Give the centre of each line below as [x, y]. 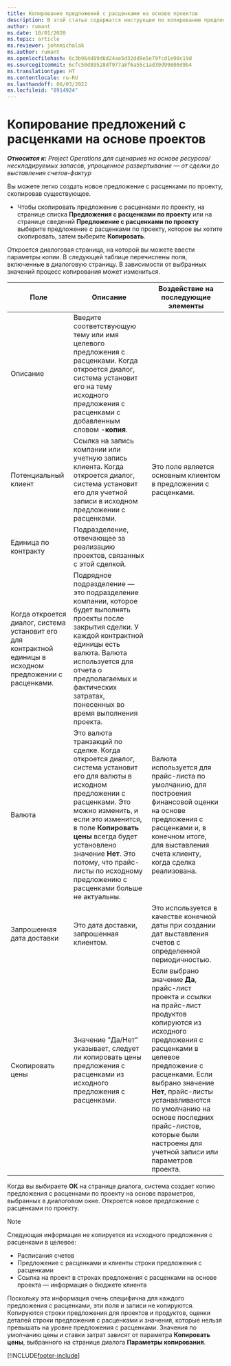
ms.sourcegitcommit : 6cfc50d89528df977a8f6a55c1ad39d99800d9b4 [100, 65]
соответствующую [104, 326]
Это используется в [184, 908]
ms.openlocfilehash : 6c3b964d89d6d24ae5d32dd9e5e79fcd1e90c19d [100, 59]
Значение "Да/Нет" [106, 1040]
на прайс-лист [176, 1005]
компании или [97, 450]
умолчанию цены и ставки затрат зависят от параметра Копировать [109, 1335]
